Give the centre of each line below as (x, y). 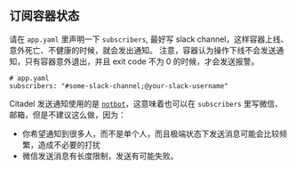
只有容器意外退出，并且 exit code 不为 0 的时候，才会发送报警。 (142, 61)
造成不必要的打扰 (69, 144)
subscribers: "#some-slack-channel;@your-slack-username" (119, 86)
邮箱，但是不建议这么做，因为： (68, 115)
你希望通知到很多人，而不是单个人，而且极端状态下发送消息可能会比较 (151, 133)
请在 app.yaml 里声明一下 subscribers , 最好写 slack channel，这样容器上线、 (149, 39)
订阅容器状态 (44, 16)
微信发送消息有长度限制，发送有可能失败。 (100, 156)
